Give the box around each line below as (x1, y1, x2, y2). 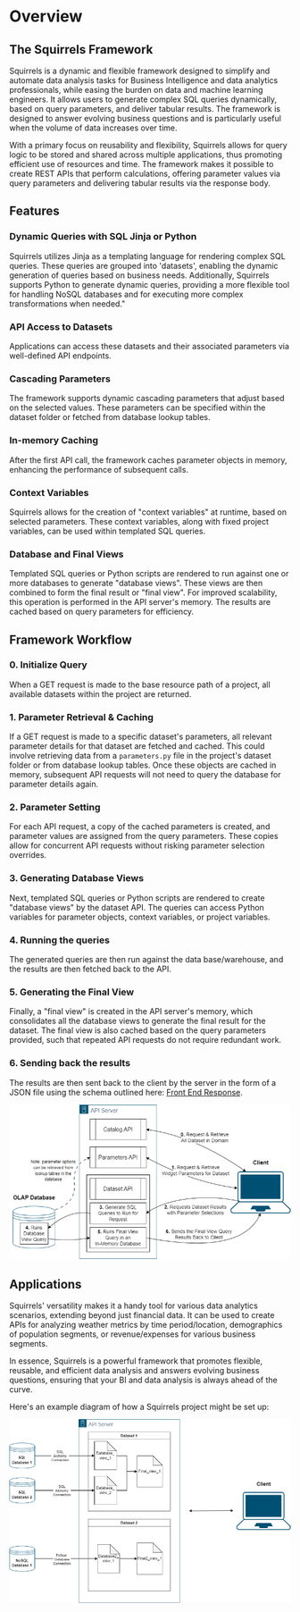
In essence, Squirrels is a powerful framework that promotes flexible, (9, 1356, 263, 1366)
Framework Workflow (9, 632, 132, 647)
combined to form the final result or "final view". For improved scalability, (9, 587, 278, 598)
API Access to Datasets (9, 320, 113, 332)
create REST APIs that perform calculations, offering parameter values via (9, 168, 281, 179)
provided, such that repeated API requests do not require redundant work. (9, 1035, 282, 1045)
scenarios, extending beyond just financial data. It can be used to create (9, 1310, 275, 1321)
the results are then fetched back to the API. (9, 963, 172, 975)
